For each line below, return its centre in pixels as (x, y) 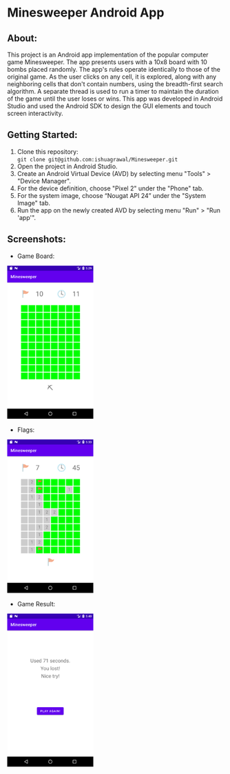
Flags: (26, 430)
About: (22, 38)
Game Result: (36, 604)
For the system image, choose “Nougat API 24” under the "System (112, 195)
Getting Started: (42, 135)
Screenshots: (37, 239)
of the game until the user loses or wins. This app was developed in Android (115, 99)
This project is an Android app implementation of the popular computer (108, 54)
